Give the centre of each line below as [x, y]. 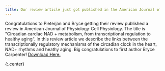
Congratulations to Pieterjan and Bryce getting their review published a [77, 23]
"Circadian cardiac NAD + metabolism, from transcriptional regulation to [78, 34]
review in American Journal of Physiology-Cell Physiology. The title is [75, 28]
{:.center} [15, 64]
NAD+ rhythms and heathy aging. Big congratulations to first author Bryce [80, 49]
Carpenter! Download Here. [33, 54]
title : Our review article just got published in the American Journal [80, 9]
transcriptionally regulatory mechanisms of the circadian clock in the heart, [81, 44]
